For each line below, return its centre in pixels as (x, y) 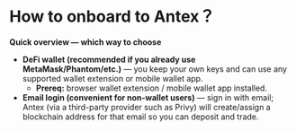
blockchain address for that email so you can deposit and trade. (140, 117)
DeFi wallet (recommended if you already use (109, 59)
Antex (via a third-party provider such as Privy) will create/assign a (147, 107)
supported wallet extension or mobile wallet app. (112, 78)
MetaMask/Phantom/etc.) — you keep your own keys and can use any (155, 69)
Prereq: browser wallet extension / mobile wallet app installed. (152, 88)
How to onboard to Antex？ (112, 17)
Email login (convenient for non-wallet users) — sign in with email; (148, 97)
